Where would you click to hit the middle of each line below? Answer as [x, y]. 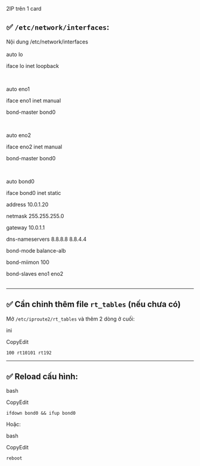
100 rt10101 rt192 [29, 353]
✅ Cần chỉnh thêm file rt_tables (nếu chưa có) [93, 304]
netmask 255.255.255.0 [35, 216]
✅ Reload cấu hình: [42, 377]
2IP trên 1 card [24, 9]
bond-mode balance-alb [36, 250]
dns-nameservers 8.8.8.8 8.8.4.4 [46, 239]
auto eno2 [19, 135]
